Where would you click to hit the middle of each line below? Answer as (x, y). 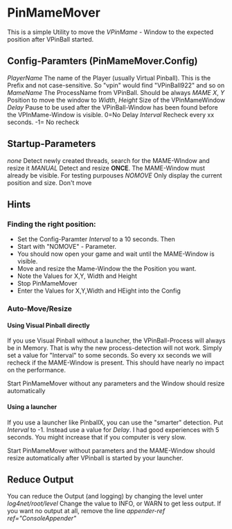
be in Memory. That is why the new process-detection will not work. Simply (115, 348)
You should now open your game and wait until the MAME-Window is (116, 254)
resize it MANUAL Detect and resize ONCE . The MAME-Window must (106, 168)
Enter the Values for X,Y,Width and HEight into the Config (99, 291)
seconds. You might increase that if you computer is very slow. (97, 437)
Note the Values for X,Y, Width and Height (77, 276)
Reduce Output (41, 479)
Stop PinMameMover (47, 284)
